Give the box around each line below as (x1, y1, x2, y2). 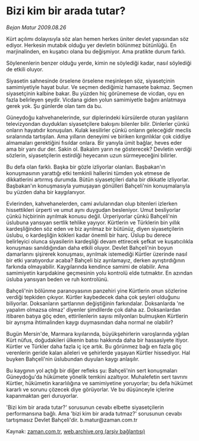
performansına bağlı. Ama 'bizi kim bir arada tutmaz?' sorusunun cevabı (6, 410, 182, 417)
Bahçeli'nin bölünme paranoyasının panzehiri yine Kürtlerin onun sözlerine (6, 287, 188, 294)
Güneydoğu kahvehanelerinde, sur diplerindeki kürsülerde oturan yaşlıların (6, 114, 189, 121)
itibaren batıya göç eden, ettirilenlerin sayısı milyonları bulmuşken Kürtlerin (6, 312, 188, 319)
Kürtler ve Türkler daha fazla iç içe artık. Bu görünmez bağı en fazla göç (6, 342, 182, 350)
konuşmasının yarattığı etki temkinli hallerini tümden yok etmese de (6, 169, 170, 176)
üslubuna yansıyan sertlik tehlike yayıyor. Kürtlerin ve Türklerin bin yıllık (6, 218, 181, 226)
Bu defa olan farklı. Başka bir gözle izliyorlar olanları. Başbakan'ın (6, 163, 166, 170)
